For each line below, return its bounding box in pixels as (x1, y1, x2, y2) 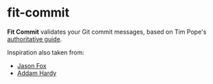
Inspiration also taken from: (7, 48, 85, 56)
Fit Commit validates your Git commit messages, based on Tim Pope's (7, 28, 207, 36)
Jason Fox (16, 61, 47, 70)
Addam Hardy (16, 69, 57, 77)
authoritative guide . (7, 34, 63, 43)
